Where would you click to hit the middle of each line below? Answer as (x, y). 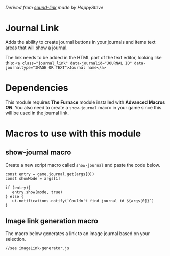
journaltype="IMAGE (26, 68)
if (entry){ (18, 188)
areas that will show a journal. (37, 48)
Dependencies (37, 88)
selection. (16, 239)
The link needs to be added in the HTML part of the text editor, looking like (83, 57)
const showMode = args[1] (33, 178)
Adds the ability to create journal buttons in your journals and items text (80, 42)
